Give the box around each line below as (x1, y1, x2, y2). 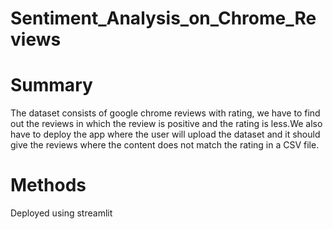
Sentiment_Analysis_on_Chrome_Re (10, 7, 317, 30)
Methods (10, 174, 87, 197)
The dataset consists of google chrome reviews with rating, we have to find (10, 107, 321, 119)
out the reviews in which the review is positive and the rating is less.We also (10, 118, 323, 130)
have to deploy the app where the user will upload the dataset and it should (10, 128, 321, 141)
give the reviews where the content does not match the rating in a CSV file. (10, 139, 320, 151)
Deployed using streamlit (10, 207, 113, 219)
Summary (10, 74, 93, 97)
